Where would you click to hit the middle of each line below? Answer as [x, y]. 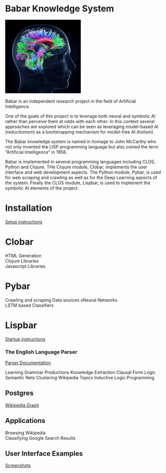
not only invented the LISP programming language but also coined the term [82, 146]
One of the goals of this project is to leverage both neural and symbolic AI [80, 116]
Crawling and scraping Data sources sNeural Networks [61, 300]
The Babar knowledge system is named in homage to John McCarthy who [81, 141]
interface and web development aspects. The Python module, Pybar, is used [83, 172]
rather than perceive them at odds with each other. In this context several [80, 121]
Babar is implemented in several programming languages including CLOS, [80, 161]
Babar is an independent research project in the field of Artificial [71, 101]
